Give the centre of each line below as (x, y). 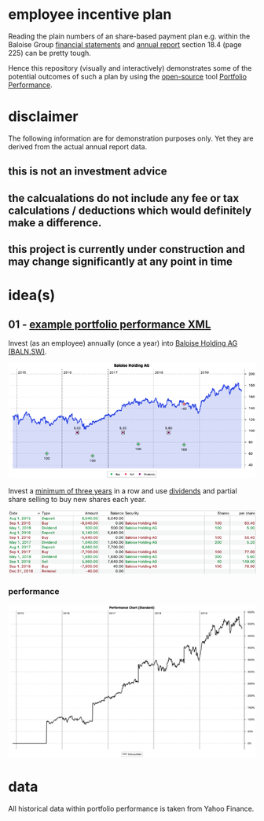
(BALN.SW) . (27, 352)
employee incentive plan (90, 15)
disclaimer (43, 117)
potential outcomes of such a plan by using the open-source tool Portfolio (128, 76)
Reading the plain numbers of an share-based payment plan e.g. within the (129, 36)
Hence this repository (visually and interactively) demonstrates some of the (130, 68)
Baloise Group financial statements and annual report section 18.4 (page (125, 44)
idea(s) (32, 295)
